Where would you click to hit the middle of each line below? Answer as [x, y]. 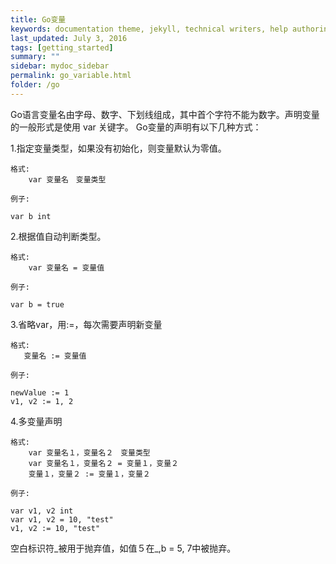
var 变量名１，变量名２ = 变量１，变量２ [104, 463]
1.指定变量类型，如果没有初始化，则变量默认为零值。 [118, 148]
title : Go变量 [38, 19]
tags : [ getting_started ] [62, 47]
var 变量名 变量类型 [67, 179]
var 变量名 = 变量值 [66, 267]
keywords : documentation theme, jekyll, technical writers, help [149, 29]
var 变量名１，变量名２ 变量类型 [89, 452]
